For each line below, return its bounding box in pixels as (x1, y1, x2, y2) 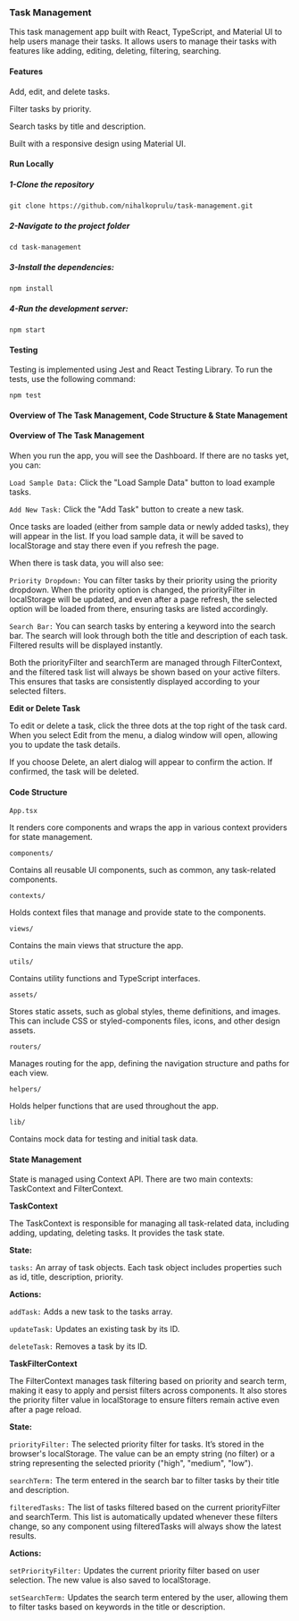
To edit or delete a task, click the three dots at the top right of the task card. (9, 720, 287, 731)
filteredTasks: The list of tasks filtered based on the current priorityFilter (9, 1502, 281, 1513)
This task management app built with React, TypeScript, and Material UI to (9, 27, 283, 38)
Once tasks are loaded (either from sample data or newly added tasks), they (9, 521, 289, 531)
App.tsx (9, 807, 38, 816)
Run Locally (9, 158, 54, 169)
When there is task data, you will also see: (9, 557, 164, 568)
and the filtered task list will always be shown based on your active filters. (9, 666, 281, 677)
